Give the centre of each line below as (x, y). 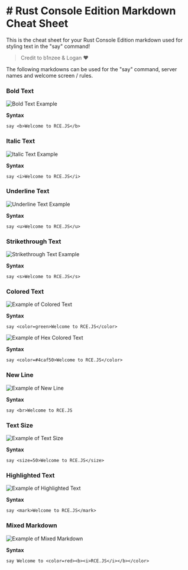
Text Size (20, 425)
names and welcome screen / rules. (50, 75)
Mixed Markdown (32, 526)
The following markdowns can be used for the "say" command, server (92, 69)
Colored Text (25, 292)
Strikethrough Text (34, 241)
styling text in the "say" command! (48, 46)
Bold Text (20, 91)
